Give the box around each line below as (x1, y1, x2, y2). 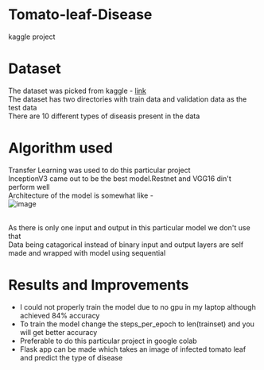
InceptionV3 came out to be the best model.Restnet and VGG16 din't (8, 173, 232, 183)
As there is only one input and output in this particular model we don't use (8, 222, 250, 232)
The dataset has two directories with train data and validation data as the (8, 94, 247, 104)
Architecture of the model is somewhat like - (8, 191, 153, 200)
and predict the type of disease (19, 353, 123, 362)
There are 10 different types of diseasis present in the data (8, 111, 200, 121)
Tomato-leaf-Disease (8, 6, 153, 24)
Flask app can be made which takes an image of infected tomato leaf (19, 344, 247, 354)
